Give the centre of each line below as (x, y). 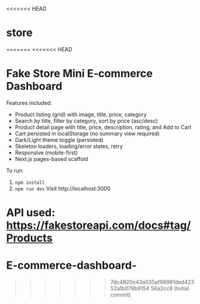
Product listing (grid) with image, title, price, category (81, 114)
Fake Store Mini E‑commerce (80, 74)
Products (29, 238)
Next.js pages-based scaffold (51, 159)
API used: (31, 213)
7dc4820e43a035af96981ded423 (152, 282)
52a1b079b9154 (130, 288)
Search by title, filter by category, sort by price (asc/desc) (86, 121)
